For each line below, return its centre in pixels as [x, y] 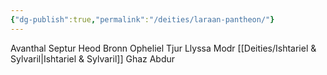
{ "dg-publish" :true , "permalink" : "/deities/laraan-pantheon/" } [142, 19]
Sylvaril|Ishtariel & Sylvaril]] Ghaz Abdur [93, 58]
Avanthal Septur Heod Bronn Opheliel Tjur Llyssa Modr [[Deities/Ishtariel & [163, 48]
